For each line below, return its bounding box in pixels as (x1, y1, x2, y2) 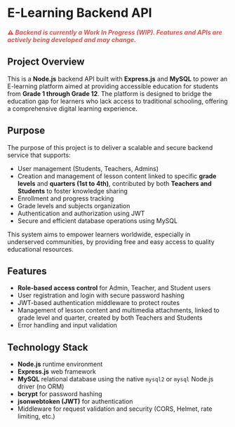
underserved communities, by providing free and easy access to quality (7, 237, 215, 246)
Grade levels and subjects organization (17, 201, 130, 210)
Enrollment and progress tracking (17, 194, 114, 203)
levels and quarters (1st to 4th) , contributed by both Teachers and (17, 179, 212, 187)
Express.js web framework (17, 367, 97, 376)
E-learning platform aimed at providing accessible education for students (7, 82, 219, 90)
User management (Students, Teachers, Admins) (17, 164, 159, 172)
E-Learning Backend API (7, 5, 152, 21)
